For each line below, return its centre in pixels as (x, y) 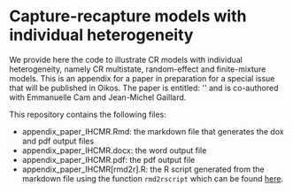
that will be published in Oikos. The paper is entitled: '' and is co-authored (144, 88)
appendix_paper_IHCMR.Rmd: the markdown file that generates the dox (153, 131)
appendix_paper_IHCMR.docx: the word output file (114, 150)
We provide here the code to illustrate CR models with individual (126, 59)
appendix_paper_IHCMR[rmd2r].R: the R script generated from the (143, 169)
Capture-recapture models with (128, 16)
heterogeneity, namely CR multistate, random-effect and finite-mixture (138, 69)
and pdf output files (58, 141)
